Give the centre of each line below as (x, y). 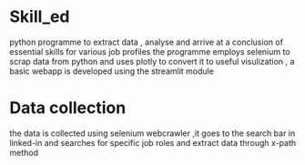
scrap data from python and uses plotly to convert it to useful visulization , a (152, 61)
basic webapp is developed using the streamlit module (112, 71)
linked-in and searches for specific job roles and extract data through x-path (153, 142)
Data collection (68, 108)
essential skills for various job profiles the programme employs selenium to (150, 51)
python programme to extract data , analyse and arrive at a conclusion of (147, 42)
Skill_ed (40, 17)
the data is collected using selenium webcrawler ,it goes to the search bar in (152, 133)
